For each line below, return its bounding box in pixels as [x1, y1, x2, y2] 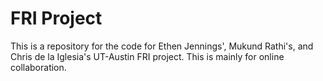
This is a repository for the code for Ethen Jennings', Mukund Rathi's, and [10, 40, 314, 52]
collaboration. [10, 61, 67, 73]
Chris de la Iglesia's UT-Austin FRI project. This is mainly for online [10, 50, 285, 62]
